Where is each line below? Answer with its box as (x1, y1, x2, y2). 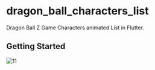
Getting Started (6, 41, 66, 51)
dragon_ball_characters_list (6, 4, 149, 18)
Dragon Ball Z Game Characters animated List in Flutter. (6, 24, 145, 31)
